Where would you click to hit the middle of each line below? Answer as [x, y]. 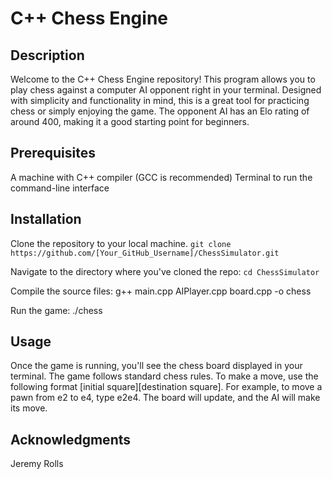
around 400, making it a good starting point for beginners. [130, 121]
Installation [46, 219]
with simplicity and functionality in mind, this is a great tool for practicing [160, 100]
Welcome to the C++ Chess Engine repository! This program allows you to [163, 79]
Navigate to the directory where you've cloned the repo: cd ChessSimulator [165, 271]
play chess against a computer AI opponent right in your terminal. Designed [166, 90]
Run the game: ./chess [56, 310]
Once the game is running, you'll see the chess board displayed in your [156, 366]
